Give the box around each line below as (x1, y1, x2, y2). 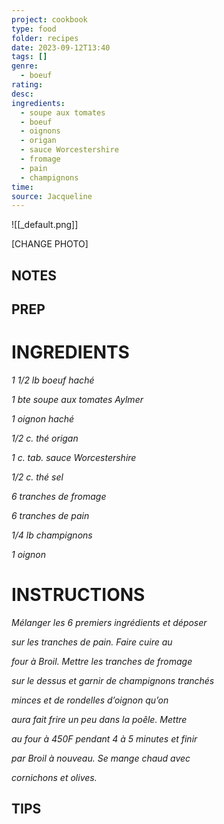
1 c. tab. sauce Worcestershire (11, 451, 137, 463)
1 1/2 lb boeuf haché (11, 374, 95, 386)
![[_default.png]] (11, 219, 79, 231)
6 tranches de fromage (11, 490, 107, 502)
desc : (11, 89, 34, 99)
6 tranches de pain (11, 509, 90, 521)
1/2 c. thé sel (11, 471, 64, 483)
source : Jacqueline (11, 191, 93, 201)
